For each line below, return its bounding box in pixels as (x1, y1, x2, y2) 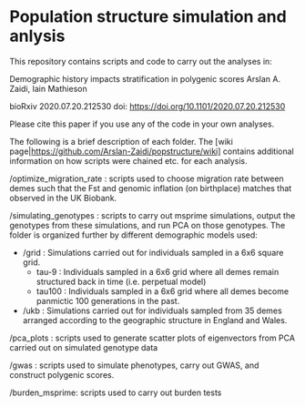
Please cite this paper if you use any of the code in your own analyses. (9, 118, 275, 129)
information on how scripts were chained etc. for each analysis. (9, 155, 248, 166)
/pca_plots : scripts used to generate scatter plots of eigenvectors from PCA (9, 332, 296, 343)
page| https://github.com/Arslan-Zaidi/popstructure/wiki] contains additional (9, 146, 294, 157)
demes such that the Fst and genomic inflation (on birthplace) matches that (9, 182, 292, 193)
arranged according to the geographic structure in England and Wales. (22, 314, 288, 325)
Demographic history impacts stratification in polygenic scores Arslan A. (9, 73, 280, 84)
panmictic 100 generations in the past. (36, 295, 180, 306)
